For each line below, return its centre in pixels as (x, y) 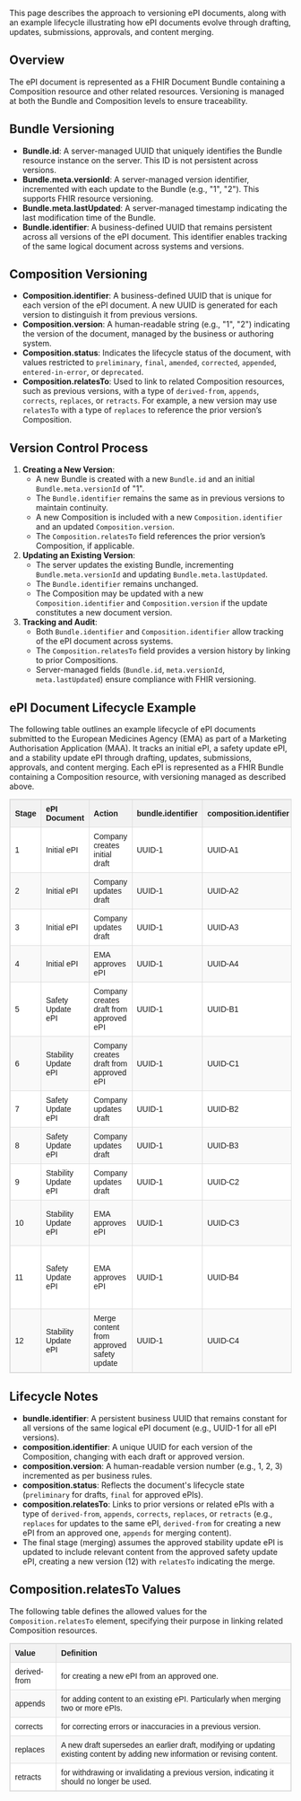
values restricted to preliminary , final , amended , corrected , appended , (149, 363)
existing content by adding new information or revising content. (170, 1754)
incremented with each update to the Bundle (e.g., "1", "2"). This (141, 188)
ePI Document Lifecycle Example (103, 708)
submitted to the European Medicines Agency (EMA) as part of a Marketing (148, 739)
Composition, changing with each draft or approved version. (133, 1456)
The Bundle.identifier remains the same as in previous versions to (160, 498)
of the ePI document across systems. (104, 642)
